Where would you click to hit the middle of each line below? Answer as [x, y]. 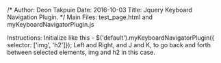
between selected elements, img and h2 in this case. [81, 52]
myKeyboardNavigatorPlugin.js [51, 24]
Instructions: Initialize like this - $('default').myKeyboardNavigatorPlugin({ [111, 38]
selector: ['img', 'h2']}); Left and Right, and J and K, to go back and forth [109, 45]
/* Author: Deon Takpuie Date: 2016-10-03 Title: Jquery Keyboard [100, 10]
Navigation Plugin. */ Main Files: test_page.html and [80, 17]
